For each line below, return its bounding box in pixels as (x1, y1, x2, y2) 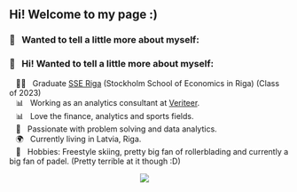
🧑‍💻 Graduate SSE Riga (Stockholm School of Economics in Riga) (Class (15, 77, 280, 88)
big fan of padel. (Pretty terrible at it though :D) (9, 156, 182, 166)
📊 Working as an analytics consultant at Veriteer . (15, 97, 200, 108)
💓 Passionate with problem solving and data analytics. (15, 124, 217, 134)
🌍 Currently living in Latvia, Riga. (15, 133, 142, 144)
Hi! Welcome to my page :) (9, 7, 158, 22)
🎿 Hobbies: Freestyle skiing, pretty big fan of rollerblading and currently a (15, 146, 289, 156)
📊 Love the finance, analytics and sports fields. (15, 110, 194, 121)
